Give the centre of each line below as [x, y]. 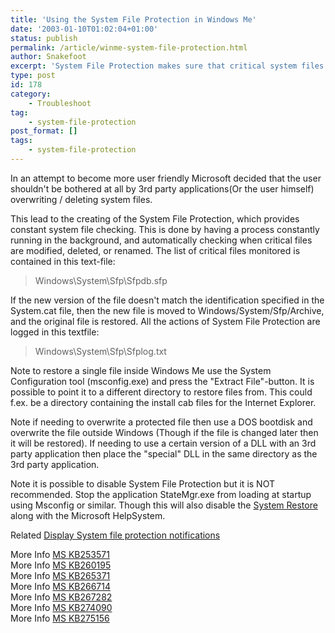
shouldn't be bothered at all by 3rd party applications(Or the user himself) [162, 188]
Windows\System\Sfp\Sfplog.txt [100, 351]
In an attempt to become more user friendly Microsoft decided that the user [166, 178]
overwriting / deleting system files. [81, 199]
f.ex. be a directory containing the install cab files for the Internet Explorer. [163, 402]
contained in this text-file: [63, 261]
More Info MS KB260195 [61, 565]
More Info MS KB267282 [61, 597]
